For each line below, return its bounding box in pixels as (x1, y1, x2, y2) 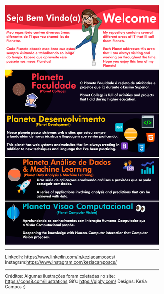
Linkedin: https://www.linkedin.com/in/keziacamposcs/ (5, 254, 116, 260)
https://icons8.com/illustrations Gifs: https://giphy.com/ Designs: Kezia (5, 278, 147, 284)
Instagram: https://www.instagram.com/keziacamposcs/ (5, 259, 117, 265)
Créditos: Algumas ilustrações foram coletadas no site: (5, 273, 115, 279)
